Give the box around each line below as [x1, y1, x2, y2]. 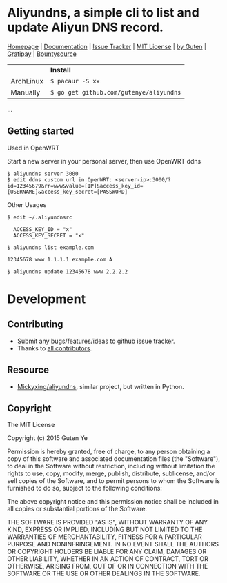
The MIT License [7, 421, 55, 429]
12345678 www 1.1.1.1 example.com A [7, 256, 112, 263]
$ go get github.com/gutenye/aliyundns [50, 88, 181, 96]
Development [7, 291, 86, 306]
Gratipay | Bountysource [7, 50, 77, 58]
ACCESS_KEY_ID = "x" [13, 226, 72, 233]
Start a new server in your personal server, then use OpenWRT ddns [7, 157, 201, 165]
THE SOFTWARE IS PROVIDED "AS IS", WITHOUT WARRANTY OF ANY [7, 518, 208, 526]
